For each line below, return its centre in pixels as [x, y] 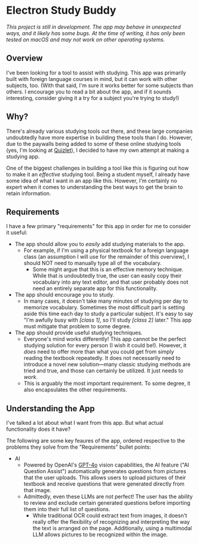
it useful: [17, 232]
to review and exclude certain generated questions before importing [107, 503]
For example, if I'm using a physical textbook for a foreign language [106, 250]
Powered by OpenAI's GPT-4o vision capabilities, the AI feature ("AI [106, 465]
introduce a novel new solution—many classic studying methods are [107, 365]
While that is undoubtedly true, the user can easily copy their [107, 276]
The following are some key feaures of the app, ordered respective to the [96, 441]
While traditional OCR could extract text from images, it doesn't [110, 515]
